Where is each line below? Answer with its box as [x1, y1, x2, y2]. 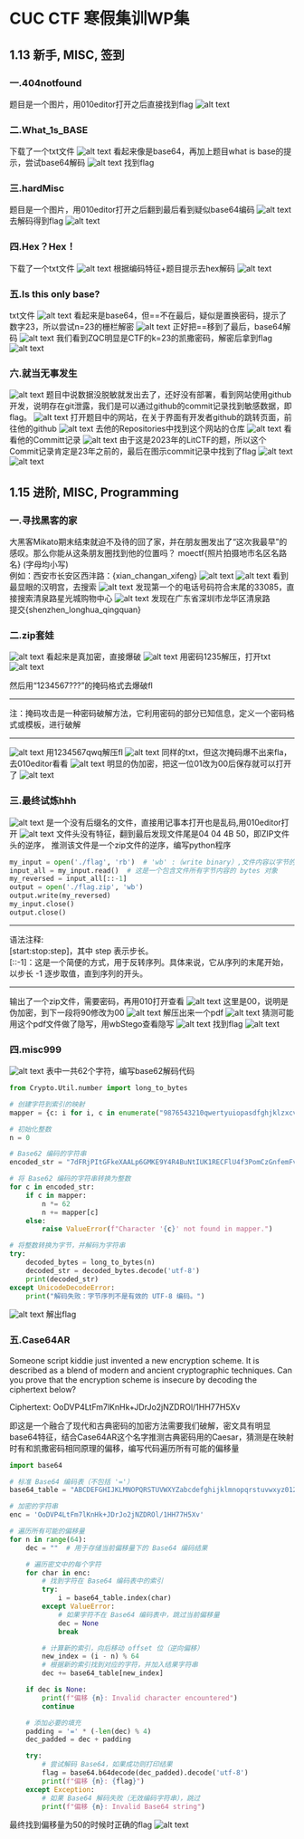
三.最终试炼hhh [9, 794, 77, 807]
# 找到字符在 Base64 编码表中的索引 [42, 1576, 164, 1585]
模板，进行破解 [24, 719, 81, 730]
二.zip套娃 [9, 628, 54, 641]
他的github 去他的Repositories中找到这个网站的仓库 [16, 423, 246, 435]
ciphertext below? [9, 1384, 77, 1394]
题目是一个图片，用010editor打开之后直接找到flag [9, 99, 194, 110]
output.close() [9, 907, 67, 917]
